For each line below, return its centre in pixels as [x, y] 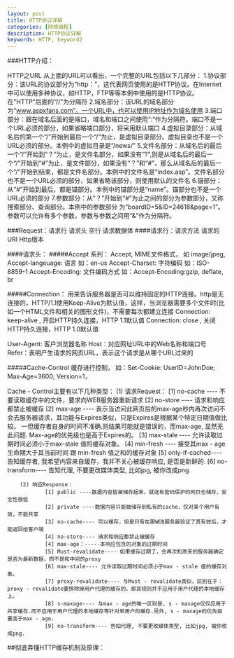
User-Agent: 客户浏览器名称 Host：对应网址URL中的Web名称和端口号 [107, 344]
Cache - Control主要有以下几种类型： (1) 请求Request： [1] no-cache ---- [112, 391]
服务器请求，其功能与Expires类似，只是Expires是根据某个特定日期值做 [120, 418]
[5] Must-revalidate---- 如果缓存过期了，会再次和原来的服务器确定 [134, 552]
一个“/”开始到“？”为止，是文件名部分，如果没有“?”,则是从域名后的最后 [107, 154]
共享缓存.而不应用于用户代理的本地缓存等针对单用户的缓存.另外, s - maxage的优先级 [115, 611]
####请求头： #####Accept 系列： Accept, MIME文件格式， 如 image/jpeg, [116, 254]
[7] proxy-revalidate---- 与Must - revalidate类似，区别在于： [134, 582]
